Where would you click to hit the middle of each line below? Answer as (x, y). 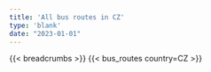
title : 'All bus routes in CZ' (67, 17)
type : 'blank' (35, 25)
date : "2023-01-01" (45, 33)
